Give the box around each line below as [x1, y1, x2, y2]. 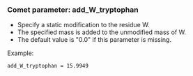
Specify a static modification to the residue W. [17, 21, 150, 29]
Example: [7, 49, 34, 57]
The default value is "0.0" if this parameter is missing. [17, 36, 172, 44]
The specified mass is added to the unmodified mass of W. [17, 28, 187, 36]
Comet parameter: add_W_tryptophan [7, 5, 139, 15]
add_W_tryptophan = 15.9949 [7, 63, 89, 70]
